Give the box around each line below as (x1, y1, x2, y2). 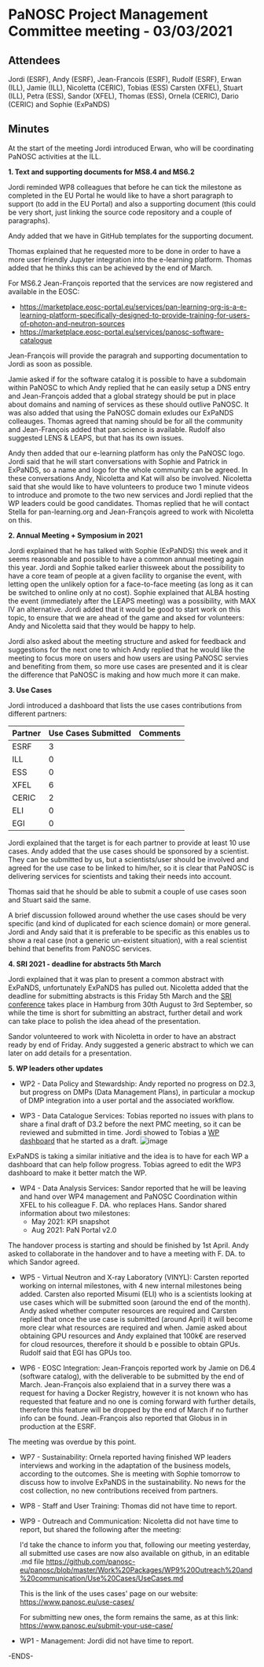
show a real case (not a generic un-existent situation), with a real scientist (8, 936, 247, 945)
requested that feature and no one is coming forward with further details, (19, 1397, 256, 1406)
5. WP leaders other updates (8, 1063, 104, 1073)
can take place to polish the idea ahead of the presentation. (8, 1016, 201, 1025)
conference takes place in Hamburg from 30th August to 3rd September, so (8, 999, 253, 1009)
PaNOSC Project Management (8, 6, 208, 24)
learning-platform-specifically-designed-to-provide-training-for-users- (19, 310, 251, 320)
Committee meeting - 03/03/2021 (8, 22, 233, 40)
